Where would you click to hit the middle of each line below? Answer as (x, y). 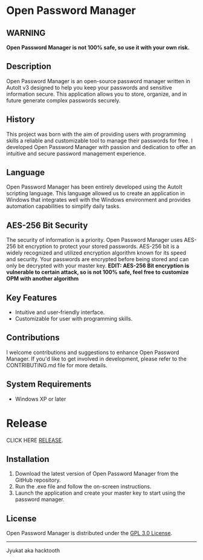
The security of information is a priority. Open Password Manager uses (95, 240)
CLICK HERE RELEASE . (35, 440)
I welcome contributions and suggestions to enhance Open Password (93, 352)
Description (29, 66)
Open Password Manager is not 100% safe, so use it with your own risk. (98, 47)
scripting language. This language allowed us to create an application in (96, 193)
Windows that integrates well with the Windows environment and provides (98, 200)
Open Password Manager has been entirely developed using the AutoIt (94, 187)
